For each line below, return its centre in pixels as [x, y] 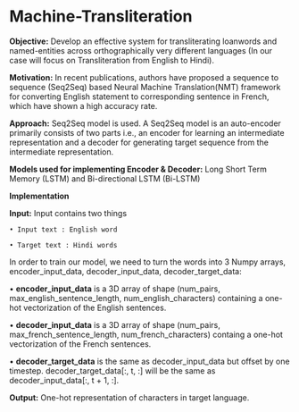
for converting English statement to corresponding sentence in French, [139, 97]
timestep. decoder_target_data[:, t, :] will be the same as [112, 370]
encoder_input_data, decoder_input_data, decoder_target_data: [126, 271]
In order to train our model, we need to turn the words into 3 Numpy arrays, [148, 262]
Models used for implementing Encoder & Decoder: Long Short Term [138, 169]
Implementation [39, 196]
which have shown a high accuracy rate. [83, 105]
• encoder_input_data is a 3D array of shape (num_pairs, [115, 289]
